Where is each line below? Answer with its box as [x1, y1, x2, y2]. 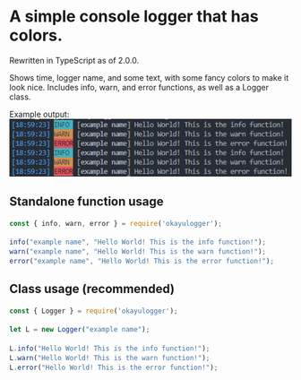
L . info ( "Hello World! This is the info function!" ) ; [9, 344, 211, 353]
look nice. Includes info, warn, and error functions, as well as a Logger [9, 82, 270, 92]
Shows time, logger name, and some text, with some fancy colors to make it [9, 72, 289, 82]
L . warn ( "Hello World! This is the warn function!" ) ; [9, 354, 211, 363]
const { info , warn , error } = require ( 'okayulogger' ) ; [9, 219, 222, 228]
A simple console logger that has [9, 6, 259, 27]
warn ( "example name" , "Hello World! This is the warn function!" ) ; [9, 247, 267, 256]
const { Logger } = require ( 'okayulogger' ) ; [9, 307, 178, 315]
